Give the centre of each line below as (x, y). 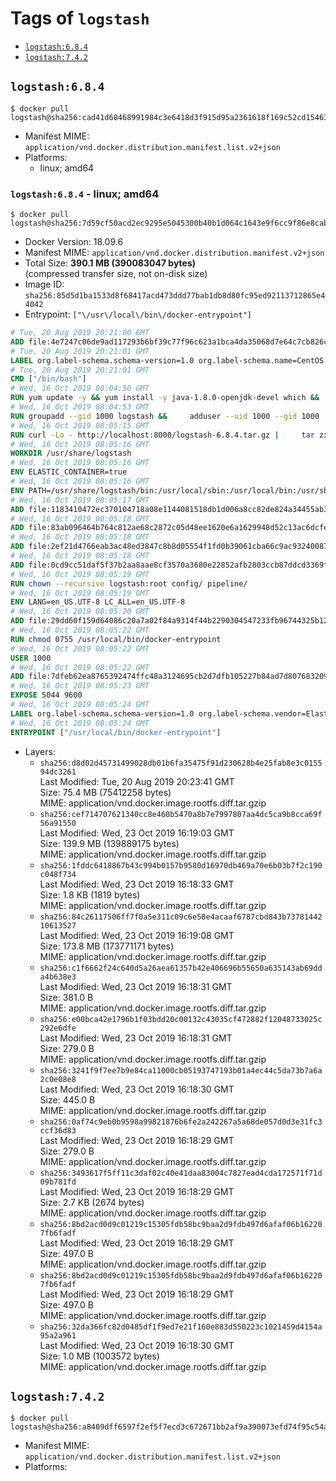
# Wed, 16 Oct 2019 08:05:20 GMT (80, 612)
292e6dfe (58, 1028)
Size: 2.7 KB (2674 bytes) (92, 1202)
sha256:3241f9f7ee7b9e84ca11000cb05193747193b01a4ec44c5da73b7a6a (181, 1070)
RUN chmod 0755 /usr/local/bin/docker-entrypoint (116, 639)
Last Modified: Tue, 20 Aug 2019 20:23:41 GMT (137, 781)
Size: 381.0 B (66, 997)
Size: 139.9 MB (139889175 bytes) (109, 843)
